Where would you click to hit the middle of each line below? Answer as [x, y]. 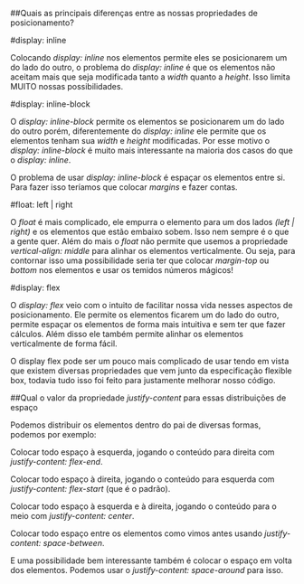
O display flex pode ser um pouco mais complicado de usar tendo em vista [150, 361]
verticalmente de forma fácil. [64, 344]
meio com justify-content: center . [72, 516]
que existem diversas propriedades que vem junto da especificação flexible [151, 371]
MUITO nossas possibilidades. [67, 86]
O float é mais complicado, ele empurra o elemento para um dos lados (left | [152, 222]
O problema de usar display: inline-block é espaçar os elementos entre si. [148, 177]
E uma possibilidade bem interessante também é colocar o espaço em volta [151, 560]
